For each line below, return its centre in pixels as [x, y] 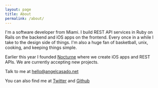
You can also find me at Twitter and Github [47, 81]
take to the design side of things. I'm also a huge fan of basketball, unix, [77, 43]
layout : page [18, 9]
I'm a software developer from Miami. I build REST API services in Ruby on [79, 32]
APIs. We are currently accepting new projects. [52, 62]
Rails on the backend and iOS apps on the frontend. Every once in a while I [79, 37]
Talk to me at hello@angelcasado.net [42, 72]
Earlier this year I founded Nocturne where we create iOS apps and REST [78, 57]
